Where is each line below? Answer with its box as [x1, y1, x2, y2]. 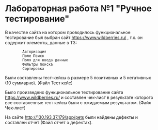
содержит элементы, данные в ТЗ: [5, 39, 77, 45]
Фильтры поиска [22, 62, 53, 67]
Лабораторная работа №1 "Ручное [5, 3, 152, 14]
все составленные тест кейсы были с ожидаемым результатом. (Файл [5, 99, 152, 105]
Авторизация [22, 49, 47, 54]
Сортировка [22, 66, 45, 71]
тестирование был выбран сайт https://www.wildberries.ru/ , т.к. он [5, 35, 143, 40]
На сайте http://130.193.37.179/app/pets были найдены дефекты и [5, 114, 138, 120]
